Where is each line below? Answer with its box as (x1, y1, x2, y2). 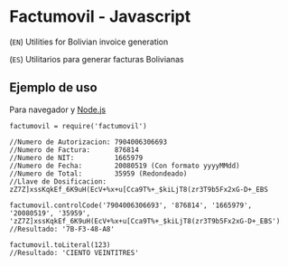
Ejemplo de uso (9, 80, 98, 96)
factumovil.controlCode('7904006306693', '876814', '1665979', (9, 201, 253, 210)
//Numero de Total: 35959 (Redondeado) (9, 169, 188, 178)
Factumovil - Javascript (9, 6, 191, 27)
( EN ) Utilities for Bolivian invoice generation (9, 36, 169, 47)
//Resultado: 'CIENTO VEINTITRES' (9, 248, 140, 257)
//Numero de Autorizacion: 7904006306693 (9, 138, 168, 147)
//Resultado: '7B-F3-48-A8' (9, 224, 116, 233)
